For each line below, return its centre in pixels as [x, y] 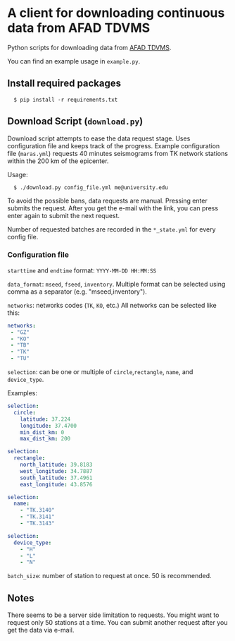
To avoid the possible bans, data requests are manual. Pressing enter [107, 200]
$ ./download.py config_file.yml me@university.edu [91, 187]
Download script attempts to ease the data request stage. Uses [99, 138]
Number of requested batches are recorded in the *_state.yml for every [112, 229]
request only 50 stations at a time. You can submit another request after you [118, 623]
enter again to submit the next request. [64, 215]
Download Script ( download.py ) [75, 121]
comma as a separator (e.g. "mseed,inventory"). [77, 292]
